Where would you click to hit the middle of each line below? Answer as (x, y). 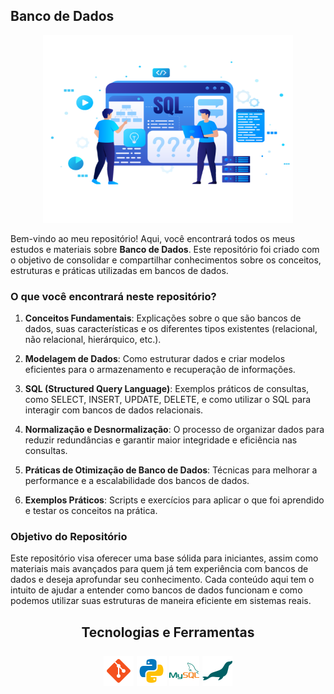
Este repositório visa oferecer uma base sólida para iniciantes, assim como (164, 558)
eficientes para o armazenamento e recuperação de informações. (160, 370)
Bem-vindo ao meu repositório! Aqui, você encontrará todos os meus (153, 238)
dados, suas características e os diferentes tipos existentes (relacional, (171, 329)
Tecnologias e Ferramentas (168, 632)
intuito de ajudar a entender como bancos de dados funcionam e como (156, 590)
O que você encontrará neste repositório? (113, 296)
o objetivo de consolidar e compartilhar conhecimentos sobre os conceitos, (166, 260)
